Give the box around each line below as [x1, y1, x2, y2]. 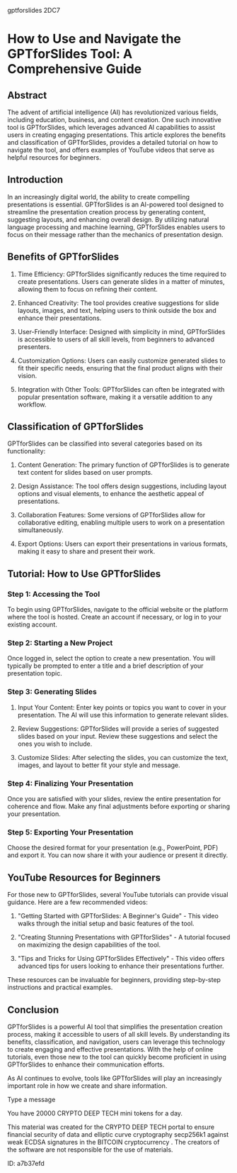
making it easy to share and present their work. [17, 547, 156, 556]
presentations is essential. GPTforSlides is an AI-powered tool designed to [7, 200, 224, 209]
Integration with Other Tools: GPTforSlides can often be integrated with [17, 385, 225, 393]
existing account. [7, 620, 58, 629]
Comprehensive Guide [7, 61, 142, 77]
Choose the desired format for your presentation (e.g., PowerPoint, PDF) [7, 844, 219, 852]
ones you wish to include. [17, 739, 93, 748]
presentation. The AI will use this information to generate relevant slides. [17, 710, 229, 719]
